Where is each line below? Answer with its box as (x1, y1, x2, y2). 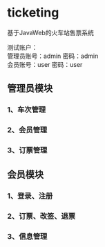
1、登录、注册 (7, 191, 53, 201)
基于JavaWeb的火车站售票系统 (7, 28, 95, 37)
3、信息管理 (7, 232, 48, 241)
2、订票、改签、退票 (7, 212, 76, 221)
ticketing (7, 5, 59, 21)
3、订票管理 (7, 146, 48, 155)
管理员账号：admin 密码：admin (7, 52, 99, 60)
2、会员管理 (7, 126, 48, 135)
